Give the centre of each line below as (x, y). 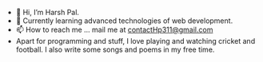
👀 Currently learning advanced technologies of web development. (124, 21)
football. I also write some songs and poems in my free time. (115, 49)
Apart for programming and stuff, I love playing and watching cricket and (135, 41)
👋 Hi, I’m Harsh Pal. (48, 12)
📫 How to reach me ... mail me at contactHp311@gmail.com (114, 29)
